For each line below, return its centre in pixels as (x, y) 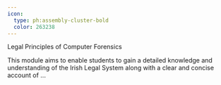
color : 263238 (34, 27)
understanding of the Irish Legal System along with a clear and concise (110, 68)
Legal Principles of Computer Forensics (65, 47)
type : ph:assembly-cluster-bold (61, 20)
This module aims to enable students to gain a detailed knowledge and (110, 60)
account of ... (26, 75)
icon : (15, 14)
